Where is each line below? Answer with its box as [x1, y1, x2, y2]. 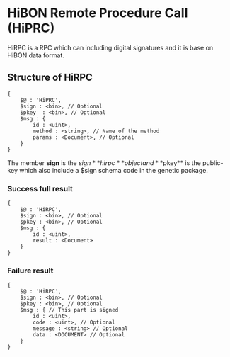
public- [202, 158, 224, 167]
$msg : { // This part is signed [20, 307, 119, 314]
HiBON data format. [7, 51, 65, 59]
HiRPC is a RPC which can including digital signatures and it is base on [7, 43, 214, 52]
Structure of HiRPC [7, 72, 93, 84]
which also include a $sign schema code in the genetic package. [19, 166, 209, 174]
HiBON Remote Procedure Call [7, 5, 188, 21]
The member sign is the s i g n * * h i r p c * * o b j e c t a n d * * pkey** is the [7, 158, 202, 167]
